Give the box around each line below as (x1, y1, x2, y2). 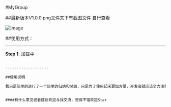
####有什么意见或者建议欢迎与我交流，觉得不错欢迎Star (5, 97, 107, 102)
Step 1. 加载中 (5, 51, 35, 57)
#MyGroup (5, 5, 28, 10)
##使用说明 (5, 75, 25, 80)
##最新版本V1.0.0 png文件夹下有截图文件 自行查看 (5, 15, 110, 21)
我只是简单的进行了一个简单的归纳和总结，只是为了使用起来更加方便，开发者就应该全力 (5, 84, 161, 89)
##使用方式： (5, 35, 34, 41)
